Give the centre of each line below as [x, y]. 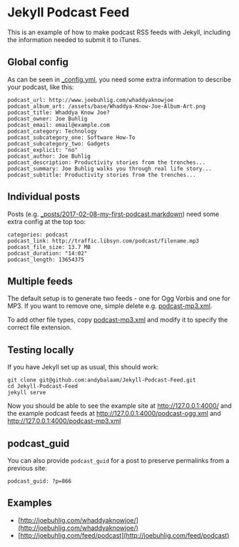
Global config [38, 62]
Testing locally [41, 350]
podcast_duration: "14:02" [47, 253]
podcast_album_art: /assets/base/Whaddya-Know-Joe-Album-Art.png [106, 106]
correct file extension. [40, 327]
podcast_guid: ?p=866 [40, 481]
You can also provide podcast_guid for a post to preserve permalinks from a [118, 460]
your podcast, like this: [41, 87]
